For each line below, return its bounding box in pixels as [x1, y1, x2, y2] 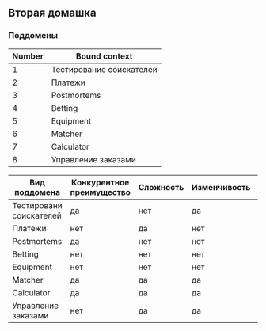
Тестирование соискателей [51, 63, 158, 74]
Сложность [138, 181, 184, 192]
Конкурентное [70, 177, 130, 188]
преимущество [70, 186, 131, 197]
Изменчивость [191, 181, 251, 192]
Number [12, 51, 44, 62]
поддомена [14, 186, 61, 197]
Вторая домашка [8, 6, 97, 20]
